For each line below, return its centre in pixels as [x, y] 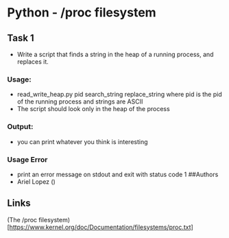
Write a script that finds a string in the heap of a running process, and [115, 54]
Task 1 [21, 38]
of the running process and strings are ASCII [80, 102]
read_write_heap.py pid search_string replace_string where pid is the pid [119, 95]
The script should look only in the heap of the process [93, 109]
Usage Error [27, 159]
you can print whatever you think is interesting [83, 141]
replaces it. [33, 62]
